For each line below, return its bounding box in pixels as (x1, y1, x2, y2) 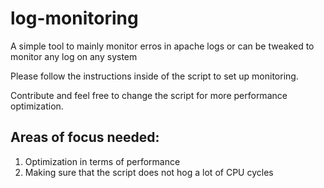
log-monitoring (10, 7, 139, 30)
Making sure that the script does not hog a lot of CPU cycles (24, 166, 274, 178)
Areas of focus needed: (10, 129, 160, 146)
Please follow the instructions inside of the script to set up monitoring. (10, 70, 299, 82)
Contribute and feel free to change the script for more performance (10, 89, 288, 101)
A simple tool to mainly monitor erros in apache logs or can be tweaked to (10, 40, 315, 52)
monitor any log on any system (10, 50, 138, 62)
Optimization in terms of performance (24, 155, 181, 167)
